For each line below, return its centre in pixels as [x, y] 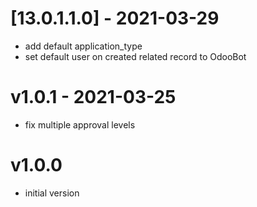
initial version [52, 193]
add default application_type [83, 46]
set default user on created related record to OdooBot [135, 56]
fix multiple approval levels [80, 124]
